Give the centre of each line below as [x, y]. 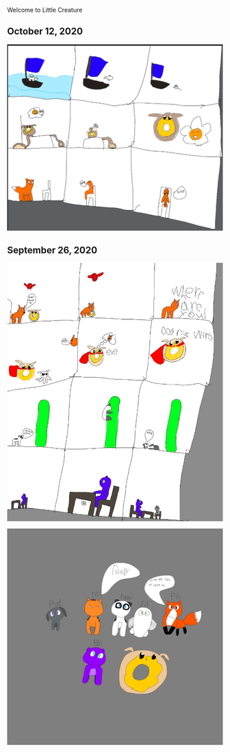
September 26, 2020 [52, 250]
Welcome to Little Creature [45, 10]
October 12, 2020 [45, 31]
